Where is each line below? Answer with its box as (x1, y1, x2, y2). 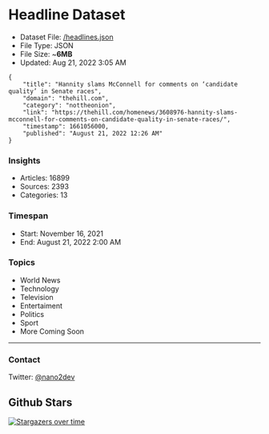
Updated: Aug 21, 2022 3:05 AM (19, 58, 126, 67)
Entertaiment (19, 301, 62, 310)
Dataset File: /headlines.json (19, 32, 114, 42)
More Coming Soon (19, 327, 85, 336)
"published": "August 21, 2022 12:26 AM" (22, 129, 163, 137)
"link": (22, 108, 48, 116)
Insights (8, 155, 41, 166)
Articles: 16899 (19, 173, 70, 183)
